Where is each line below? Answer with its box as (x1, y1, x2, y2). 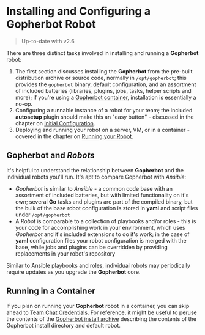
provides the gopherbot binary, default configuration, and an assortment (15, 81, 196, 88)
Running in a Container (6, 286, 96, 296)
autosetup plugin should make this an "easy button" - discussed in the (15, 113, 194, 120)
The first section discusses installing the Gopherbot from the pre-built (15, 67, 193, 75)
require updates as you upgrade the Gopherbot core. (6, 268, 141, 276)
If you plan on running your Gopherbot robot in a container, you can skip (6, 302, 190, 309)
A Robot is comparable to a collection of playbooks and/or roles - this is (15, 217, 196, 224)
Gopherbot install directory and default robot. (6, 322, 121, 329)
